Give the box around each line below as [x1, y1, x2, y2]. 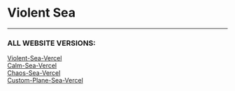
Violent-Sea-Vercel [7, 54, 62, 63]
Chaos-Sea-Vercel [7, 69, 61, 77]
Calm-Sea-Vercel [7, 61, 57, 70]
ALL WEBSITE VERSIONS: [7, 38, 96, 48]
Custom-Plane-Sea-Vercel [7, 76, 84, 85]
